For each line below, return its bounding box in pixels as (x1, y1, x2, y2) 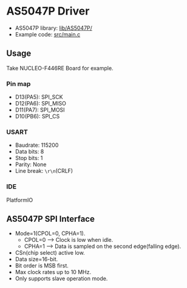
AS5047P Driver (6, 4, 90, 18)
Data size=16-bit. (15, 256, 58, 263)
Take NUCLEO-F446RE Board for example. (6, 64, 114, 72)
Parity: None (15, 161, 47, 168)
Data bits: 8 (15, 148, 44, 155)
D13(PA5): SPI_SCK (15, 93, 63, 101)
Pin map (6, 79, 31, 88)
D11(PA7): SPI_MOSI (15, 106, 65, 113)
